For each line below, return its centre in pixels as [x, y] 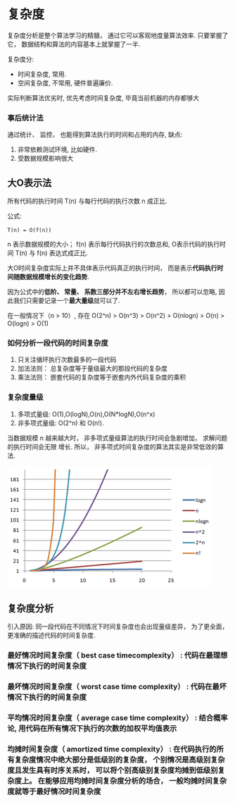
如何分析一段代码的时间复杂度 [58, 343]
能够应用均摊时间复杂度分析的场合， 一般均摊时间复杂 [136, 781]
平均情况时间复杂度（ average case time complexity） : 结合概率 [118, 718]
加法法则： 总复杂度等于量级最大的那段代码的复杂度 [92, 369]
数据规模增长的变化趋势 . [55, 277]
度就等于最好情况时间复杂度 [54, 791]
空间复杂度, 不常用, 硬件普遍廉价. [65, 82]
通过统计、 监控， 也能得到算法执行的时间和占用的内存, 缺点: [95, 135]
